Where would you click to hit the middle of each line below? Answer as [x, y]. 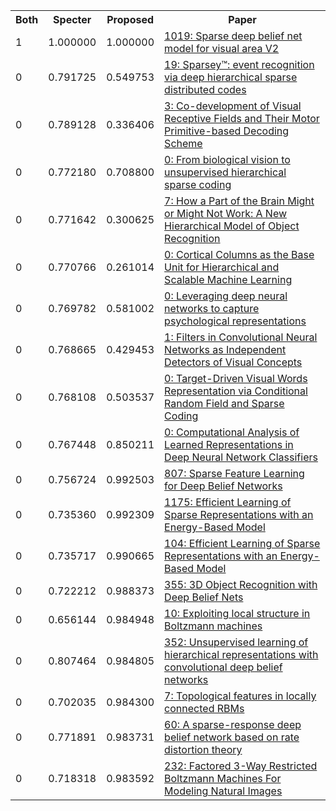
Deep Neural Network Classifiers [241, 457]
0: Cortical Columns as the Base [239, 254]
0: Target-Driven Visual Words [236, 378]
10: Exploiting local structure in [237, 613]
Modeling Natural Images [223, 791]
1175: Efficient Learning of [228, 502]
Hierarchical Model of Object [232, 226]
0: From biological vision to [227, 159]
